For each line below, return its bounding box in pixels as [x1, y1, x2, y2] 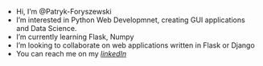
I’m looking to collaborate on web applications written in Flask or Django [15, 41, 255, 50]
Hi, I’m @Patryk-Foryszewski [15, 7, 112, 16]
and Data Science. [15, 24, 77, 33]
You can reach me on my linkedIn [15, 49, 127, 58]
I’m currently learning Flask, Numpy [15, 32, 134, 41]
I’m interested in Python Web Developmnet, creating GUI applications [15, 15, 245, 25]
